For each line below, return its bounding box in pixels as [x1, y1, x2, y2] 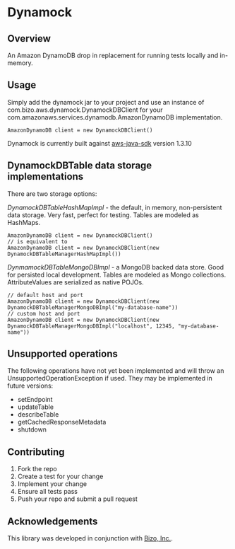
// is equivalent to [7, 238, 68, 245]
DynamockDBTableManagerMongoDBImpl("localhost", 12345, [7, 323, 175, 330]
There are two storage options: [7, 189, 97, 198]
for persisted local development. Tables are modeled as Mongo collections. [7, 270, 227, 279]
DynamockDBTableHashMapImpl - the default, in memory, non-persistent [7, 203, 222, 212]
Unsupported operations [7, 348, 118, 360]
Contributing [7, 446, 65, 458]
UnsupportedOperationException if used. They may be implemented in [7, 374, 213, 383]
